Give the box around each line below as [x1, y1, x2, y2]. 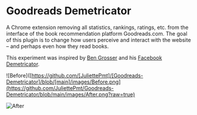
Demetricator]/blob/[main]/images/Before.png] [6, 78, 121, 85]
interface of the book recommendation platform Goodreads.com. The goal [6, 30, 188, 37]
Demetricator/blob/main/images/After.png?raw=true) [6, 91, 135, 98]
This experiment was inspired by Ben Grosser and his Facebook [6, 54, 162, 61]
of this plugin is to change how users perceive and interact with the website [6, 36, 191, 43]
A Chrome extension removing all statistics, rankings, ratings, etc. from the [6, 24, 189, 31]
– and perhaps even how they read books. [6, 43, 109, 50]
